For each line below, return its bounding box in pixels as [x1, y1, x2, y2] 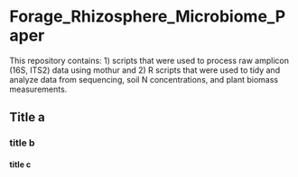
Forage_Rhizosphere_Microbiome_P [9, 6, 286, 27]
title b [9, 137, 35, 149]
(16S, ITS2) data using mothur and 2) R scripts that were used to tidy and [9, 65, 281, 75]
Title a [9, 110, 45, 125]
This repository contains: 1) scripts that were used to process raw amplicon [9, 55, 289, 66]
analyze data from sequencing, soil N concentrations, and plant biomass [9, 74, 279, 84]
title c [9, 159, 32, 170]
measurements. [9, 84, 68, 94]
